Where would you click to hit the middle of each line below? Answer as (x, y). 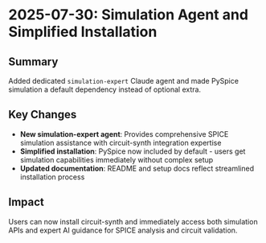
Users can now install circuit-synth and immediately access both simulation (133, 221)
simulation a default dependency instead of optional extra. (105, 89)
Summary (33, 62)
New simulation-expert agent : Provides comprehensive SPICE (124, 134)
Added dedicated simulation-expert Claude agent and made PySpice (124, 81)
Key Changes (43, 115)
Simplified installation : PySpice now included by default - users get (133, 151)
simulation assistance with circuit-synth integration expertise (121, 142)
